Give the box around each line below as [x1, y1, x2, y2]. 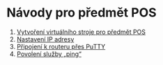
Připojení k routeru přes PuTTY [16, 42, 106, 50]
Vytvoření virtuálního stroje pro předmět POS [16, 28, 146, 36]
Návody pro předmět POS [6, 5, 157, 21]
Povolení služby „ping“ [16, 50, 81, 58]
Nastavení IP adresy [16, 35, 75, 43]
